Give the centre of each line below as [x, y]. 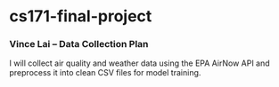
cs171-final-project [81, 16]
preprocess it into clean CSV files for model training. [105, 73]
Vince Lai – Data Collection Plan [79, 44]
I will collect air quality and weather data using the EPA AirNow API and [139, 63]
